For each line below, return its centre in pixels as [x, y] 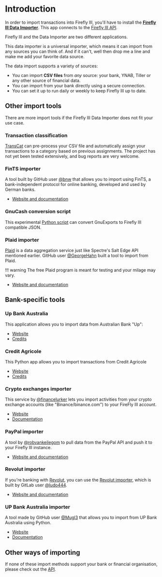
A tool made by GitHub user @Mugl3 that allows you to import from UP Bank [81, 517]
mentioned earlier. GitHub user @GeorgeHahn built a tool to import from [77, 255]
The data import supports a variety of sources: [52, 66]
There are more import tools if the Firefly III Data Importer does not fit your [79, 118]
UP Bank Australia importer [37, 507]
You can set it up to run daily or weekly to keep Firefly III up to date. [79, 91]
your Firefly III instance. [29, 447]
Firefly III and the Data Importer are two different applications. [66, 37]
